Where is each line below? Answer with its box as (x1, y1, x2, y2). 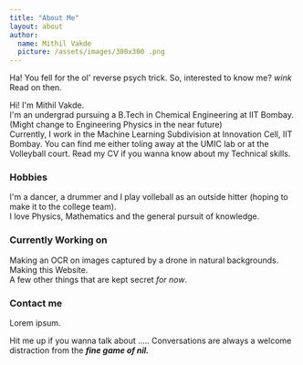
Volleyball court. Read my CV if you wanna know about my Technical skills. (9, 148, 291, 160)
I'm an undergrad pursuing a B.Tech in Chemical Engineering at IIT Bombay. (9, 109, 295, 120)
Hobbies (9, 171, 48, 183)
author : (9, 30, 39, 39)
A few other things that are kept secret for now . (9, 274, 188, 285)
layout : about (9, 22, 64, 31)
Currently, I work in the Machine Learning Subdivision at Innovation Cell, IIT (9, 129, 293, 140)
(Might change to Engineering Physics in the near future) (9, 120, 223, 130)
